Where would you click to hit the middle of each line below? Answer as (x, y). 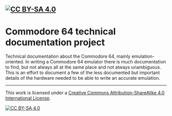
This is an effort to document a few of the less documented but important (83, 73)
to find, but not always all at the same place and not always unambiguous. (83, 67)
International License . (28, 98)
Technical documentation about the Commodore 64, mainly (68, 56)
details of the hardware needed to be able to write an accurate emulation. (83, 78)
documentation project (55, 42)
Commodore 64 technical (61, 31)
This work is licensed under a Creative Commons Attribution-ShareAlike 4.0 (85, 93)
